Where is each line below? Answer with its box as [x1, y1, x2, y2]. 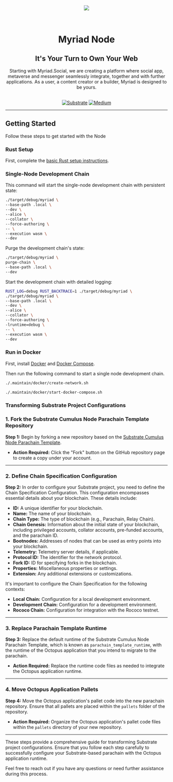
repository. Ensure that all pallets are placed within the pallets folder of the [5, 703, 165, 709]
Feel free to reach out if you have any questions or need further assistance [5, 765, 164, 771]
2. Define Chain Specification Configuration [5, 472, 117, 479]
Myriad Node [58, 33, 115, 45]
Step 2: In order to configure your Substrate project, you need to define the [5, 484, 165, 490]
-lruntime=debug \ [5, 322, 45, 327]
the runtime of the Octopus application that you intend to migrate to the [5, 647, 157, 653]
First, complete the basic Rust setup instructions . [5, 158, 109, 164]
